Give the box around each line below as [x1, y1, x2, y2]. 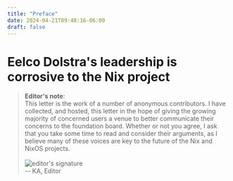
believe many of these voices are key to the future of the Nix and [24, 137, 213, 145]
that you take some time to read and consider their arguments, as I [24, 130, 218, 138]
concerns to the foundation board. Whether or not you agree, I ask [24, 122, 218, 130]
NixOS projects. [24, 144, 70, 153]
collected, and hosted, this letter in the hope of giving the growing [24, 107, 216, 116]
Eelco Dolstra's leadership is [7, 54, 177, 70]
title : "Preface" [7, 10, 58, 18]
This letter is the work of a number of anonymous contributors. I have [24, 99, 227, 108]
